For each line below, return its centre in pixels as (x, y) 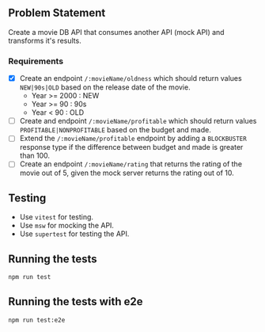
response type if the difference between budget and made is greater (131, 147)
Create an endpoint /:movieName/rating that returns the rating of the (131, 164)
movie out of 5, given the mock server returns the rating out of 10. (127, 173)
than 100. (34, 156)
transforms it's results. (45, 40)
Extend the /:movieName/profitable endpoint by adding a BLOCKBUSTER (133, 139)
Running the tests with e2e (76, 301)
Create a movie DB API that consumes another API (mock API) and (116, 32)
